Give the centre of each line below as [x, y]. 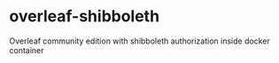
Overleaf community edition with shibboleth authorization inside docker [139, 41]
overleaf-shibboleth [85, 16]
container [27, 50]
